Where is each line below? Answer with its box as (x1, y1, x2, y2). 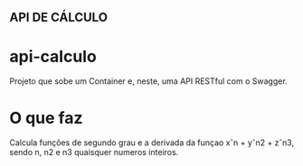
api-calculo (9, 46, 97, 67)
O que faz (9, 107, 83, 128)
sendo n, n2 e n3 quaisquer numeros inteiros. (9, 147, 179, 158)
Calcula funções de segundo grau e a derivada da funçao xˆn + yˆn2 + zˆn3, (9, 137, 295, 148)
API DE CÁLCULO (9, 10, 109, 25)
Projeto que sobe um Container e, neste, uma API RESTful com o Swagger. (9, 76, 288, 87)
